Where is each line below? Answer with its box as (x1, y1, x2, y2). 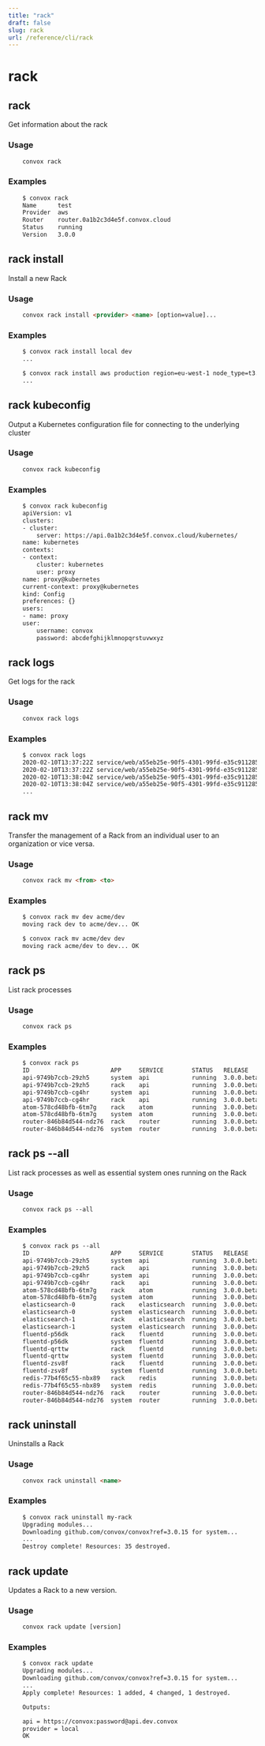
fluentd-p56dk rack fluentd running (22, 1330, 217, 1338)
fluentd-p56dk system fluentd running (22, 1337, 217, 1346)
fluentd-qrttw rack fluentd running (22, 1345, 217, 1353)
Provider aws (22, 208, 69, 217)
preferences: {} (22, 598, 77, 605)
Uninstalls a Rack (8, 1439, 65, 1448)
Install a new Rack (8, 273, 67, 283)
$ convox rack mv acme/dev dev (22, 935, 125, 943)
